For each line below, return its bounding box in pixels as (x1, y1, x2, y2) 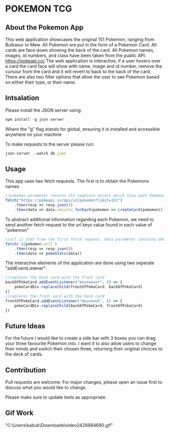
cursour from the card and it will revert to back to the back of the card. (5, 68, 151, 75)
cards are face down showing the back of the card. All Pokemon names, (5, 47, 154, 53)
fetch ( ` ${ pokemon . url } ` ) (5, 241, 57, 247)
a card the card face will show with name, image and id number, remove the (5, 63, 162, 69)
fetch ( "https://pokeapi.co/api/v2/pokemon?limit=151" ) (5, 198, 123, 203)
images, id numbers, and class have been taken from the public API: (5, 52, 146, 58)
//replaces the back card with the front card (5, 275, 105, 280)
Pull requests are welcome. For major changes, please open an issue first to (5, 379, 162, 385)
